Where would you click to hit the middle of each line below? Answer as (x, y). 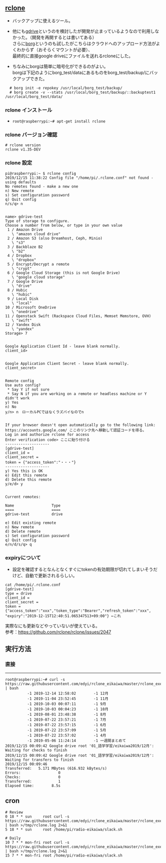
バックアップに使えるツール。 (42, 20)
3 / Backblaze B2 (25, 247)
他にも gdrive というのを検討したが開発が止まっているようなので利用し (83, 31)
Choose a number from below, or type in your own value (64, 225)
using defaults (21, 182)
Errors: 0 (33, 773)
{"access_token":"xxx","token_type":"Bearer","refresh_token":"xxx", (78, 611)
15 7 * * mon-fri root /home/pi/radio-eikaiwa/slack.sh (64, 855)
